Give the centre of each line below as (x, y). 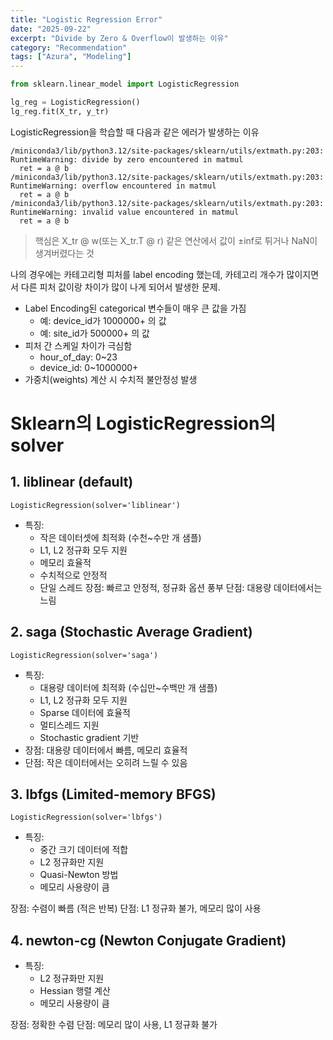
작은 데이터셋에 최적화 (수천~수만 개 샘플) (120, 537)
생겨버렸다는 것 (64, 253)
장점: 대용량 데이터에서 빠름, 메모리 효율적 (106, 750)
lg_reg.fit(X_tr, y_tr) (60, 111)
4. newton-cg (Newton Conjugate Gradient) (148, 940)
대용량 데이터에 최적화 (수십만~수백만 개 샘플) (128, 687)
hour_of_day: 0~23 (78, 357)
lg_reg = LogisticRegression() (75, 102)
